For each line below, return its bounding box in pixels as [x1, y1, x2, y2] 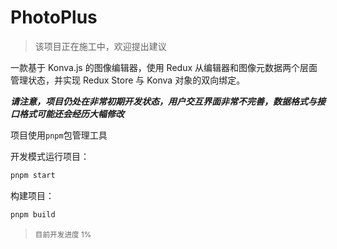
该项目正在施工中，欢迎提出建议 [34, 40, 167, 52]
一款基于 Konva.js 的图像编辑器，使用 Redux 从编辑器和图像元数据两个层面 [10, 61, 318, 73]
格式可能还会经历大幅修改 [18, 107, 125, 120]
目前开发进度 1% [34, 229, 92, 240]
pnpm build [10, 209, 56, 220]
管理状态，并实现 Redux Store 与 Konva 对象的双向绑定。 [10, 74, 246, 86]
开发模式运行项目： [10, 150, 90, 162]
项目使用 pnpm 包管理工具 [10, 129, 108, 141]
